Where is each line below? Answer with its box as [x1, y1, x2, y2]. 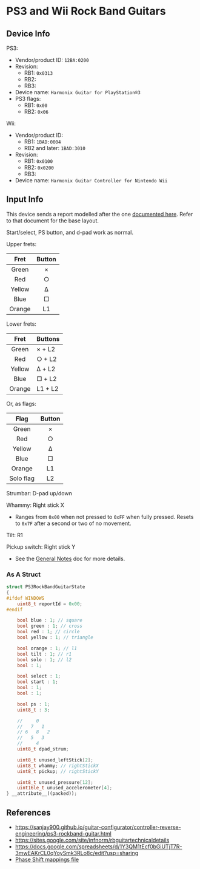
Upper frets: [6, 240, 37, 247]
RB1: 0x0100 [24, 157, 53, 165]
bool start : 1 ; [17, 679, 59, 685]
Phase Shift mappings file [15, 856, 79, 864]
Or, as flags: [6, 400, 36, 407]
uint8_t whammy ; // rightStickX [17, 763, 99, 769]
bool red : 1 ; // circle [17, 629, 80, 635]
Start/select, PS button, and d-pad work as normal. [6, 228, 133, 236]
